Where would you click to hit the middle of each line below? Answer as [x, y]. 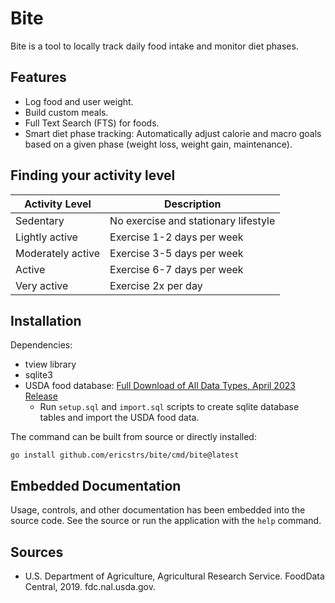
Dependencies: [41, 345]
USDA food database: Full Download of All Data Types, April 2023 [160, 386]
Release [41, 396]
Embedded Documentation [96, 485]
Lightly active [46, 237]
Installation [46, 320]
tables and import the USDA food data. [119, 418]
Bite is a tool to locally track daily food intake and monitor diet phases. [154, 46]
